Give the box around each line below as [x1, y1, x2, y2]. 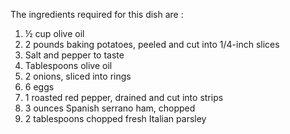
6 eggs [24, 81, 55, 93]
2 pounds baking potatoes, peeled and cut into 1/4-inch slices [24, 39, 280, 50]
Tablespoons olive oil [24, 60, 113, 71]
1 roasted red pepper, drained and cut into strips [24, 92, 224, 103]
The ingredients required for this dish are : [10, 9, 184, 20]
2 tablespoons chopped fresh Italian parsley [24, 113, 207, 124]
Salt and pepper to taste [24, 49, 125, 61]
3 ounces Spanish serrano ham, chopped [24, 102, 196, 114]
